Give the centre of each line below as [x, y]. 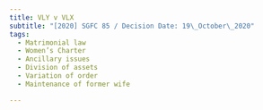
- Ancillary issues [54, 59]
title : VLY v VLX [42, 17]
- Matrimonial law [52, 42]
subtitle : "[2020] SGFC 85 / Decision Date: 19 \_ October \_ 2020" [132, 26]
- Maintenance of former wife [74, 84]
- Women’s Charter [52, 51]
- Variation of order [58, 76]
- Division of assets [58, 68]
